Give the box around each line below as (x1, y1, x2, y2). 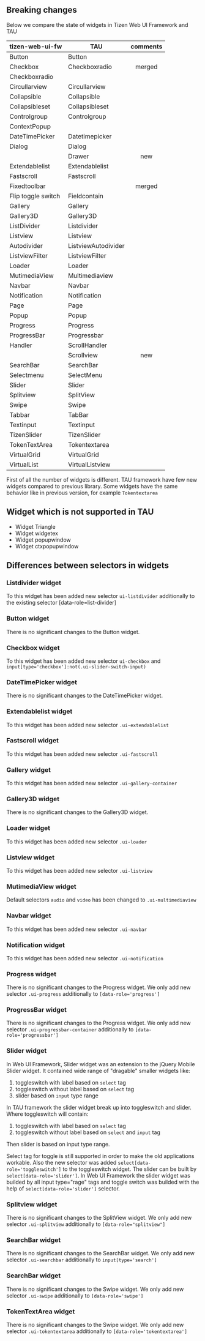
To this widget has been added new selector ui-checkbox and (6, 657, 161, 665)
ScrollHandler (68, 341, 108, 349)
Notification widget (6, 941, 65, 949)
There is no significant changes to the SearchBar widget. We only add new (6, 1250, 195, 1257)
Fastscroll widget (6, 736, 59, 745)
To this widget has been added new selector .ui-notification (6, 954, 164, 962)
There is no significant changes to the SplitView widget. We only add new (6, 1214, 192, 1222)
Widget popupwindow (15, 536, 72, 543)
